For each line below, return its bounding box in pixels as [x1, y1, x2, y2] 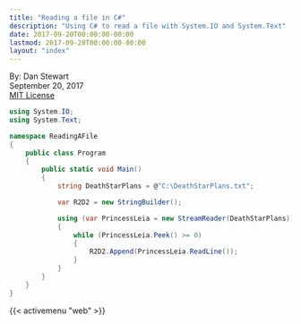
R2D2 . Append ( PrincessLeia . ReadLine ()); [89, 247, 239, 256]
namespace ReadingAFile [9, 132, 99, 141]
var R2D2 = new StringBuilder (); [56, 198, 182, 207]
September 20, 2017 [9, 81, 84, 91]
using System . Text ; [9, 115, 82, 124]
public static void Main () [41, 165, 142, 175]
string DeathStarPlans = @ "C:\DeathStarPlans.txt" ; [56, 182, 254, 191]
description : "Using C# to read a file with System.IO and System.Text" [9, 21, 287, 30]
